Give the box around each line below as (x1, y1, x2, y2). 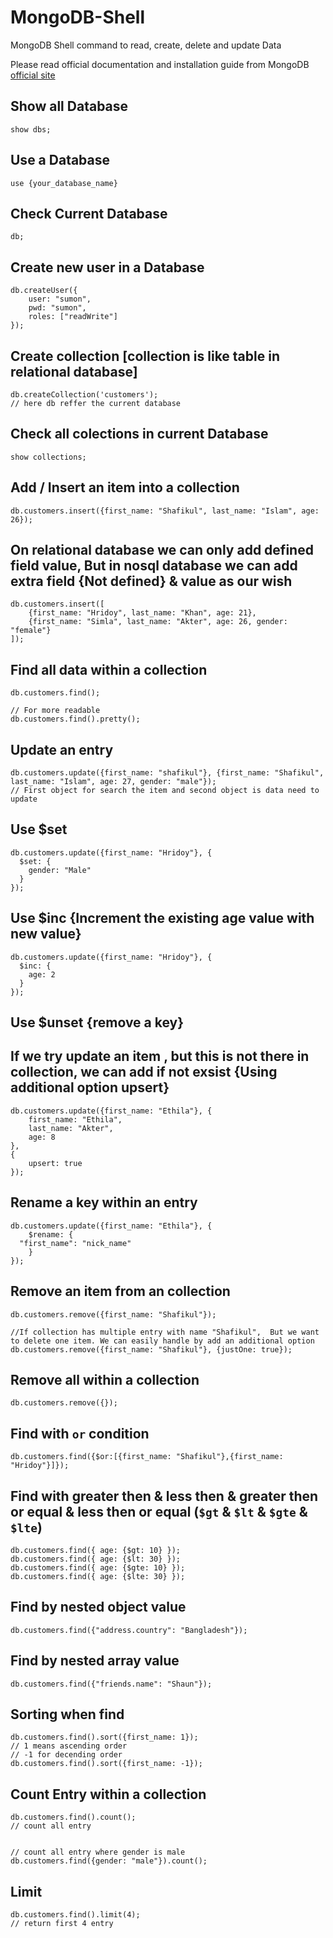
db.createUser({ (10, 286, 78, 296)
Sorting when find (10, 1706, 125, 1723)
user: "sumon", (28, 294, 92, 305)
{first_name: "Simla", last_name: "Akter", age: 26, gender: (28, 617, 288, 627)
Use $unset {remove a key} (10, 1014, 185, 1031)
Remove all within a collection (10, 1371, 200, 1388)
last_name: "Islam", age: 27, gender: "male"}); (10, 777, 217, 787)
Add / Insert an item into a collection (10, 479, 240, 496)
